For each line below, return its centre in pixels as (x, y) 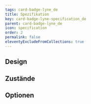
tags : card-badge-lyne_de (31, 10)
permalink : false (23, 37)
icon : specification (26, 28)
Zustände (20, 79)
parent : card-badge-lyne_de (34, 23)
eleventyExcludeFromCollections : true (45, 42)
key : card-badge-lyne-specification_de (46, 19)
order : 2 (14, 33)
